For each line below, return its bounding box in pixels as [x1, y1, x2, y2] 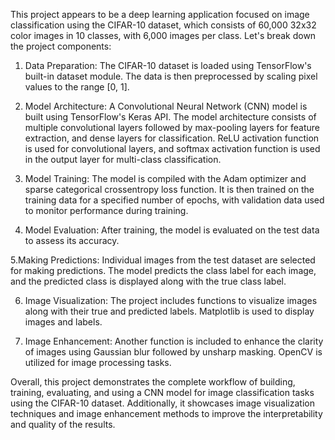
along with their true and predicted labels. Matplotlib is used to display [24, 305, 315, 317]
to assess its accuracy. [24, 235, 120, 246]
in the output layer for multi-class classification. [24, 154, 222, 165]
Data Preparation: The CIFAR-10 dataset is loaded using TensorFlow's [24, 60, 312, 71]
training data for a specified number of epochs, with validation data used [24, 194, 325, 206]
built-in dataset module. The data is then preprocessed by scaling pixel [24, 70, 318, 82]
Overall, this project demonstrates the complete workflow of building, [10, 376, 296, 388]
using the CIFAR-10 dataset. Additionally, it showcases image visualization [10, 397, 315, 409]
